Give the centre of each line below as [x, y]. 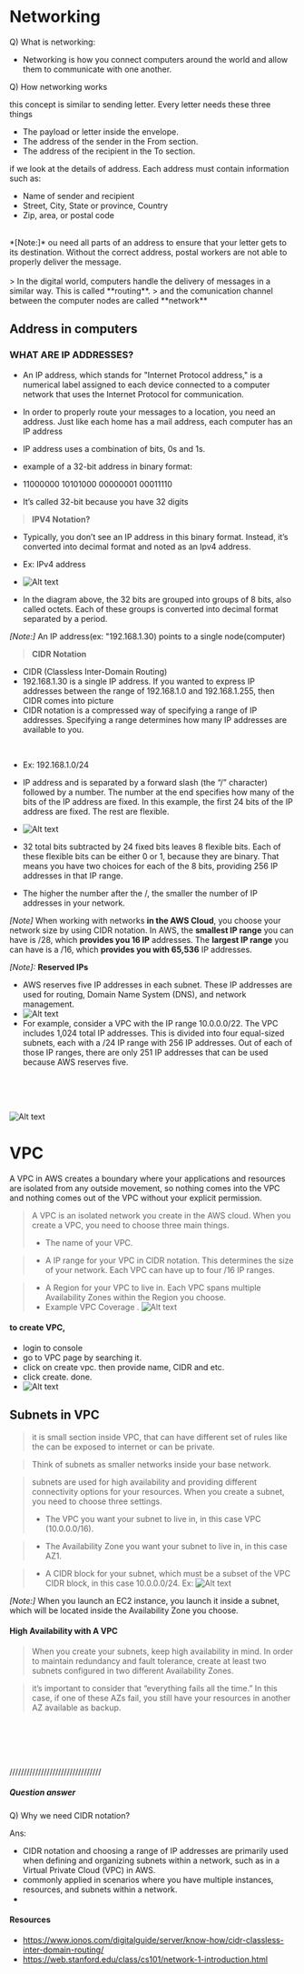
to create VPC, [38, 1328]
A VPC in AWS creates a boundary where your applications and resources [147, 1178]
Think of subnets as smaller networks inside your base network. [152, 1464]
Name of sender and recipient [78, 195]
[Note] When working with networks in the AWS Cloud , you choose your [145, 920]
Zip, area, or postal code [69, 215]
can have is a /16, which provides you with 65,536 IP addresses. [131, 949]
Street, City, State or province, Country [95, 205]
